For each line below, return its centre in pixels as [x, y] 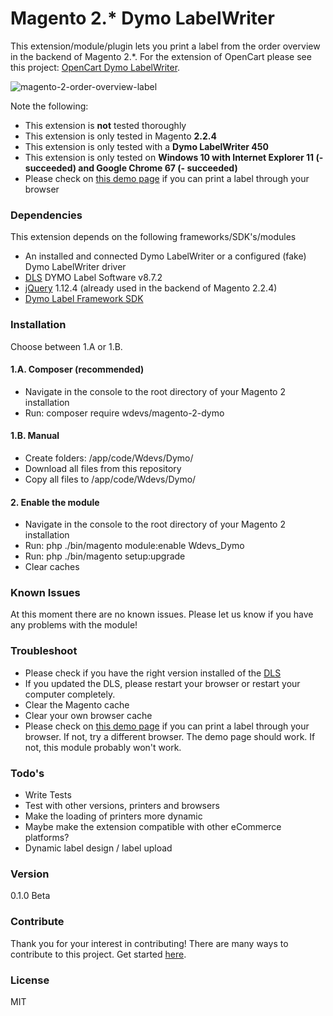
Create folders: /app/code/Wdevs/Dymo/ [109, 458]
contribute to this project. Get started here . [98, 954]
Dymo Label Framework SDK [84, 299]
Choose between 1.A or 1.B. [66, 346]
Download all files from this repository [103, 468]
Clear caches [52, 567]
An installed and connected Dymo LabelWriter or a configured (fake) [165, 256]
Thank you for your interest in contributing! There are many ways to [149, 943]
